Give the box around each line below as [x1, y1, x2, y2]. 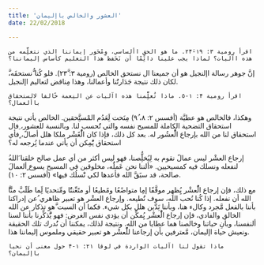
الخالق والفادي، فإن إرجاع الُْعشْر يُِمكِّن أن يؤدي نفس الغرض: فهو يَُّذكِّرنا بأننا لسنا [8, 210, 241, 219]
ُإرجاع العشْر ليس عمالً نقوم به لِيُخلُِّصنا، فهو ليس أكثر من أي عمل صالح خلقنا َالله [8, 153, 244, 162]
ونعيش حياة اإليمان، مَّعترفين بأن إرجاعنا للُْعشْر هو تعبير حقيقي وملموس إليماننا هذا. [8, 226, 251, 237]
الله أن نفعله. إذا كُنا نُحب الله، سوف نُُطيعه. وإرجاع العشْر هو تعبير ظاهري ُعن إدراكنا [8, 193, 251, 203]
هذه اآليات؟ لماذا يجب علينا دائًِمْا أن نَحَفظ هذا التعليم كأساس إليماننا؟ [8, 54, 253, 62]
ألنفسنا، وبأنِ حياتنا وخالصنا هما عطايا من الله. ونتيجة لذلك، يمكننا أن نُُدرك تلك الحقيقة [8, 218, 257, 228]
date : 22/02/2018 [8, 19, 66, 27]
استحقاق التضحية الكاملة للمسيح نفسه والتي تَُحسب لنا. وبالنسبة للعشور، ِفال [8, 121, 232, 130]
